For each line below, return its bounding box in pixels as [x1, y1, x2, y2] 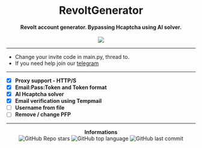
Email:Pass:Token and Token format [14, 84, 107, 91]
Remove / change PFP [14, 111, 71, 118]
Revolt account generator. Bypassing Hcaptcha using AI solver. [20, 23, 182, 31]
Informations [84, 129, 118, 136]
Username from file [14, 104, 65, 111]
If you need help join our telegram [14, 60, 99, 67]
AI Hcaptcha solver [14, 91, 64, 98]
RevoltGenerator [59, 4, 143, 17]
